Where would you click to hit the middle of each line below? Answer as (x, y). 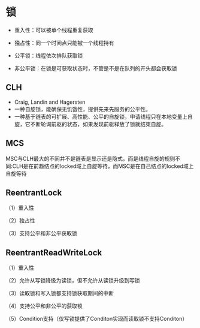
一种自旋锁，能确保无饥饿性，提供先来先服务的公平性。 (82, 109)
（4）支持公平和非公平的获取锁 (44, 306)
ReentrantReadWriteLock (54, 252)
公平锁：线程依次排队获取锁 (49, 55)
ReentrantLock (34, 192)
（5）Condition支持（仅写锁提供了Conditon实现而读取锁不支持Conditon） (97, 319)
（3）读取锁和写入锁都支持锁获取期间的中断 (60, 293)
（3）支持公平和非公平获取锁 (41, 233)
